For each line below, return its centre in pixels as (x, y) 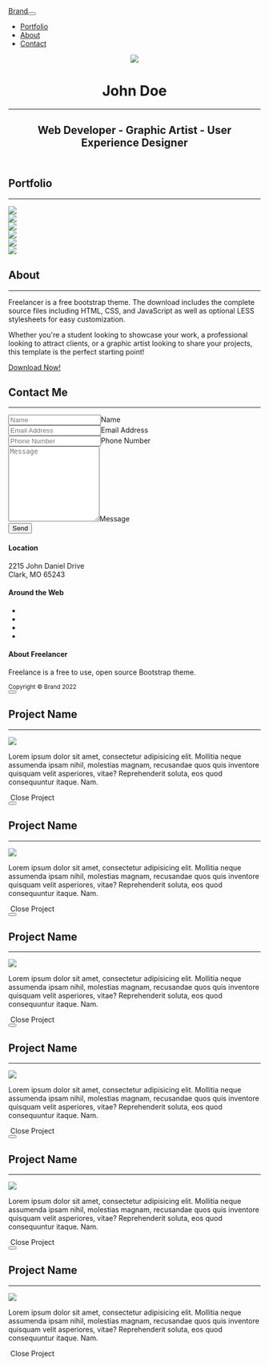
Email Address (125, 430)
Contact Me (38, 392)
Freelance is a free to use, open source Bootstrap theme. (102, 672)
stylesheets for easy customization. (67, 319)
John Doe (134, 91)
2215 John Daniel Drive (46, 565)
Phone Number (126, 441)
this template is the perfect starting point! (76, 351)
